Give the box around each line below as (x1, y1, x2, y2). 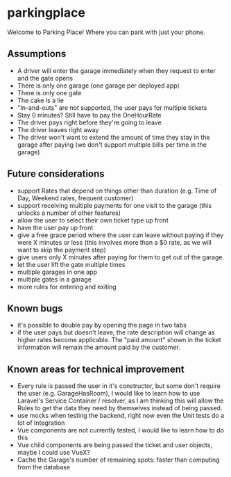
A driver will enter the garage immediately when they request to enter (17, 66, 216, 74)
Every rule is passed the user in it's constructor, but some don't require (17, 382, 221, 390)
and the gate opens (17, 74, 74, 82)
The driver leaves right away (17, 125, 99, 134)
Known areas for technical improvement (7, 363, 185, 375)
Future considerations (7, 168, 105, 180)
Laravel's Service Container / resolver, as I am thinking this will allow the (17, 396, 224, 405)
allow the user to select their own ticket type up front (17, 216, 169, 224)
